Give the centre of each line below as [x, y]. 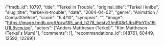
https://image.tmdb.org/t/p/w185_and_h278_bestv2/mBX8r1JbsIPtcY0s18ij [82, 23]
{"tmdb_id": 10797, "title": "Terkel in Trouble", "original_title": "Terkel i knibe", [82, 7]
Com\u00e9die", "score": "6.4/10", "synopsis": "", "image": [64, 17]
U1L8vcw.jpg [18, 28]
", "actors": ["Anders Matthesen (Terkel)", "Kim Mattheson [89, 28]
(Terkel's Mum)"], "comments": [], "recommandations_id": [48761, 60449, [80, 33]
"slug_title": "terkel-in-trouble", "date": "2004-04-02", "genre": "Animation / [82, 12]
